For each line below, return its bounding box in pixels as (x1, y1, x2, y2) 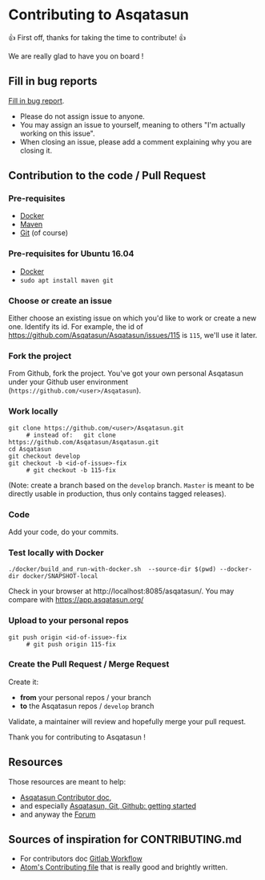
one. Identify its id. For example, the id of (8, 322, 144, 332)
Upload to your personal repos (8, 615, 130, 626)
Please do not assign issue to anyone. (19, 111, 146, 121)
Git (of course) (19, 228, 69, 238)
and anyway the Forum (19, 809, 96, 819)
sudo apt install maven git (19, 276, 114, 284)
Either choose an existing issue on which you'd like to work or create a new (8, 313, 257, 323)
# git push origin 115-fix (26, 640, 116, 648)
